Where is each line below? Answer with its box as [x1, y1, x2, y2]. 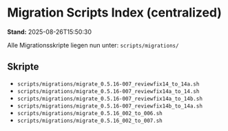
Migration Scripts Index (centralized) [7, 5, 222, 21]
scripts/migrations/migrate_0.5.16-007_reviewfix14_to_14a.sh [17, 81, 200, 88]
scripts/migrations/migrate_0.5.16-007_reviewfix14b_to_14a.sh [17, 102, 203, 110]
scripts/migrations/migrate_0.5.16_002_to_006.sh [17, 110, 163, 117]
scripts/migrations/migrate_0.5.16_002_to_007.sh [17, 117, 163, 124]
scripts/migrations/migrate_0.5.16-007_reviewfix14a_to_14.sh [17, 88, 200, 94]
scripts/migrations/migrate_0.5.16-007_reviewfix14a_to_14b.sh [17, 95, 203, 102]
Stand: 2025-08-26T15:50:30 [7, 28, 92, 36]
